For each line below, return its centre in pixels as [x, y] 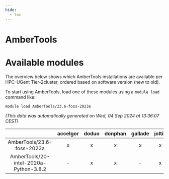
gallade [140, 133]
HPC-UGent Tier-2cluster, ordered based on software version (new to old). [82, 82]
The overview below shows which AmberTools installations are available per [84, 77]
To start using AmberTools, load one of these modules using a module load [82, 92]
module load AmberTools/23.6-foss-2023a [48, 106]
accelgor [68, 133]
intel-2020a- [30, 163]
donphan [115, 133]
